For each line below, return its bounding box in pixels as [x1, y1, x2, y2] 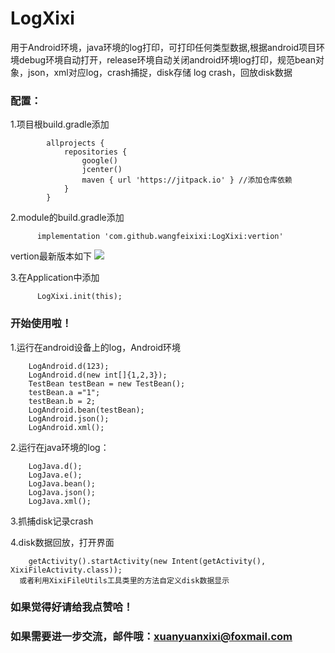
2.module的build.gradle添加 [10, 212, 125, 224]
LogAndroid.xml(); [28, 422, 105, 432]
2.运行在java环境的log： [10, 441, 110, 453]
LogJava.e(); [28, 470, 83, 480]
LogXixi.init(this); [36, 292, 123, 302]
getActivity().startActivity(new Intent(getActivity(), [28, 556, 267, 566]
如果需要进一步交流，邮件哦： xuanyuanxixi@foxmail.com [10, 630, 293, 644]
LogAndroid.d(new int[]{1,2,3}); [28, 370, 168, 380]
